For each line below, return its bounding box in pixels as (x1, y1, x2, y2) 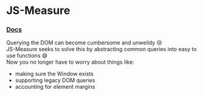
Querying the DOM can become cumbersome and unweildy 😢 (6, 39, 162, 46)
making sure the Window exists (15, 70, 94, 78)
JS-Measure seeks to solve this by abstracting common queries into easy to (6, 46, 197, 53)
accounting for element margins (15, 83, 95, 91)
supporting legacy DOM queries (15, 77, 95, 84)
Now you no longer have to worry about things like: (6, 58, 135, 66)
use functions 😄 (6, 52, 48, 60)
